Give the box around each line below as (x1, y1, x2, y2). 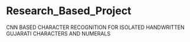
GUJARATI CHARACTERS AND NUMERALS (6, 30, 111, 37)
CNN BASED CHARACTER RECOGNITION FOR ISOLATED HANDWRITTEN (6, 24, 185, 31)
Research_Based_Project (6, 4, 132, 18)
